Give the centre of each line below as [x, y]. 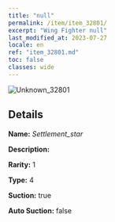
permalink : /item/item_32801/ [58, 23]
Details [26, 115]
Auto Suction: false [40, 210]
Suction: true [30, 195]
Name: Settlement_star [46, 134]
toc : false [26, 60]
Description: [29, 149]
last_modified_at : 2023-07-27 [58, 38]
